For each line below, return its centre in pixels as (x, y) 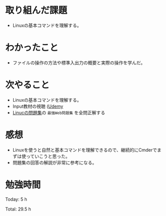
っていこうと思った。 (48, 156)
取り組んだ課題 (36, 10)
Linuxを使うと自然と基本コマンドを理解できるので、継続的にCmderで (85, 150)
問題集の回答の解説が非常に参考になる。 (54, 162)
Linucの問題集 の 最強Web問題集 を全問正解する (59, 112)
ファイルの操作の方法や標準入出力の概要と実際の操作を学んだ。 (79, 62)
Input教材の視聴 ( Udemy (38, 106)
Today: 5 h (16, 199)
